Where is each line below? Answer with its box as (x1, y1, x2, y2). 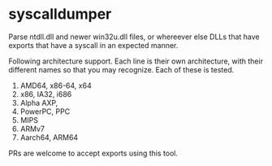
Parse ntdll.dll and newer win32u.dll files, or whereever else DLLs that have (8, 32, 260, 41)
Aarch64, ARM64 (19, 132, 79, 142)
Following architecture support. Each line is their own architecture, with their (8, 56, 264, 66)
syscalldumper (8, 5, 112, 24)
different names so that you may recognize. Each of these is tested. (8, 64, 235, 74)
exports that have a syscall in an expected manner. (8, 40, 179, 50)
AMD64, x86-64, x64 (19, 81, 92, 90)
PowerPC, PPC (19, 107, 71, 116)
